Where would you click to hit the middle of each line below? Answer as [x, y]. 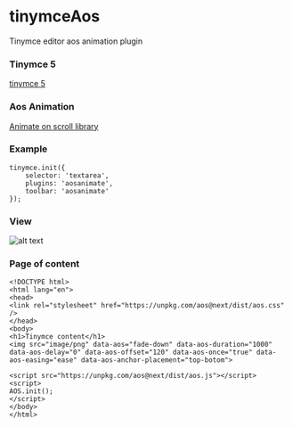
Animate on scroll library [54, 126]
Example [28, 149]
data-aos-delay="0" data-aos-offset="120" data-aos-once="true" [131, 353]
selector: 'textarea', [67, 176]
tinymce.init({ [37, 168]
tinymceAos [55, 16]
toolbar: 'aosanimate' [67, 191]
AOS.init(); [31, 391]
